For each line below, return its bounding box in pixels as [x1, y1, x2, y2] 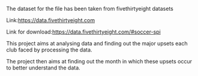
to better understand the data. [6, 64, 81, 71]
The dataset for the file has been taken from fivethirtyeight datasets [6, 5, 174, 12]
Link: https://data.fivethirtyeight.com [6, 17, 95, 23]
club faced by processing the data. [6, 46, 92, 53]
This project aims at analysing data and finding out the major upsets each [6, 40, 188, 47]
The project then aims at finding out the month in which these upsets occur [6, 58, 192, 65]
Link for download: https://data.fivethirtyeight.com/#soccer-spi [6, 28, 161, 35]
